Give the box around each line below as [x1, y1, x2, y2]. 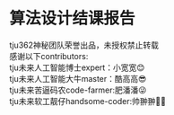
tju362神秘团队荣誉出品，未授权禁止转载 [9, 40, 160, 50]
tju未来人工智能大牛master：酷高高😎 [9, 73, 147, 84]
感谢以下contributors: [9, 50, 89, 61]
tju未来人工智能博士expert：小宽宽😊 [9, 62, 145, 73]
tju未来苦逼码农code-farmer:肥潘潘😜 [9, 84, 147, 95]
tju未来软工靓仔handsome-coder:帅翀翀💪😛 [9, 95, 166, 106]
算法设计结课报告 [9, 8, 136, 29]
